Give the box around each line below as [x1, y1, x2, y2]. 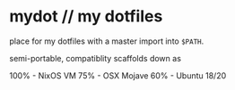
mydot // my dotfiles [9, 6, 163, 27]
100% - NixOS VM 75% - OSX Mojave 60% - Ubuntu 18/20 [9, 70, 227, 81]
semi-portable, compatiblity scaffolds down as [9, 53, 182, 63]
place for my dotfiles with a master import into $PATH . [9, 36, 205, 46]
